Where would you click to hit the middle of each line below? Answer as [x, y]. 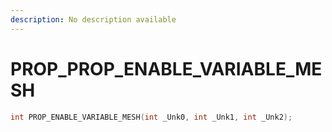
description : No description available [93, 19]
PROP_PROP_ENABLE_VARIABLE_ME [166, 68]
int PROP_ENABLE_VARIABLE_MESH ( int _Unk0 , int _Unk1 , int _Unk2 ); [151, 117]
